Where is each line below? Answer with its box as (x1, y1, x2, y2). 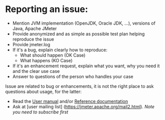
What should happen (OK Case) (20, 52, 86, 58)
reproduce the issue (12, 36, 54, 42)
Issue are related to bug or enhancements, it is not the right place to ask (5, 83, 154, 89)
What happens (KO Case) (20, 57, 73, 63)
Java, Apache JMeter (12, 25, 57, 31)
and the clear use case (12, 68, 60, 74)
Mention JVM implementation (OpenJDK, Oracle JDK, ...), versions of (12, 20, 155, 26)
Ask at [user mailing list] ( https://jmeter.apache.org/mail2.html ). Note (12, 103, 154, 109)
